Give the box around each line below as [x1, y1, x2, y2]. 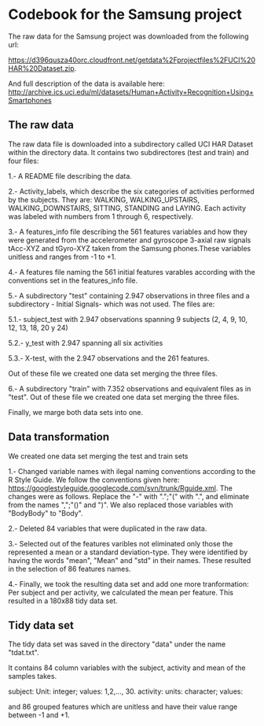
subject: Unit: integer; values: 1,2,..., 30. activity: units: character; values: [8, 687, 244, 696]
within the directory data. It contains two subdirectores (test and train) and [8, 147, 249, 157]
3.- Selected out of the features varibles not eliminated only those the [8, 539, 233, 548]
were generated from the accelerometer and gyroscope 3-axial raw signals [8, 235, 251, 245]
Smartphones [8, 95, 53, 105]
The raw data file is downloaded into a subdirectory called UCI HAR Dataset [8, 139, 254, 149]
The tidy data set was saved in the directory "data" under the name [8, 639, 226, 649]
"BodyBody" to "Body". [8, 508, 83, 517]
